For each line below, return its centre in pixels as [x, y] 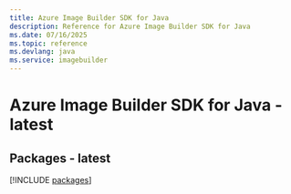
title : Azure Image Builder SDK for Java [89, 18]
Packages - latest [60, 158]
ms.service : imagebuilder [58, 60]
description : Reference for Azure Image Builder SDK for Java [130, 26]
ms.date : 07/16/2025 [49, 35]
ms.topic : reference [49, 43]
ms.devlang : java [42, 52]
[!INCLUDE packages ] [51, 180]
